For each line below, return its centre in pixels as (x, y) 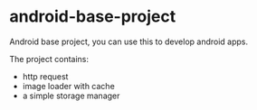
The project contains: (49, 59)
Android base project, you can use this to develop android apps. (129, 41)
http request (45, 76)
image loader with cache (68, 86)
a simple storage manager (71, 96)
